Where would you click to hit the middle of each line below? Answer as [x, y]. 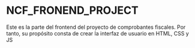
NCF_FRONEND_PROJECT [73, 10]
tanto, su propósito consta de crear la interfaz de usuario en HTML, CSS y [97, 33]
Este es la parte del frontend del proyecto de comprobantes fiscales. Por [96, 27]
